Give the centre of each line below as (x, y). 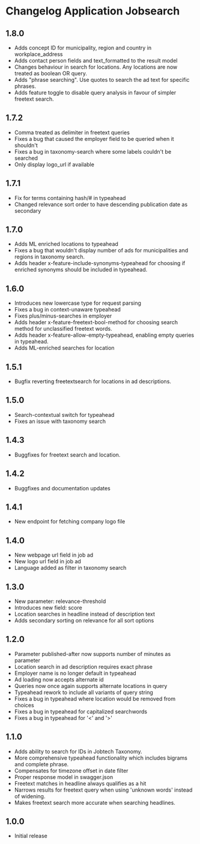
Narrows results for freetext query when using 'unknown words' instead (103, 790)
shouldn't (26, 145)
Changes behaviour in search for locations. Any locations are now (96, 67)
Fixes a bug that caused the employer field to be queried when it (94, 139)
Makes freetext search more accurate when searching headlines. (95, 802)
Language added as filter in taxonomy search (70, 568)
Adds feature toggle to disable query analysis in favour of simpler (95, 92)
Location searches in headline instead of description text (85, 614)
